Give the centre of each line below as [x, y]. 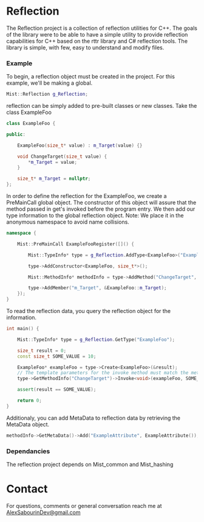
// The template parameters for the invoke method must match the [103, 373]
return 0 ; [30, 401]
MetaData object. [28, 424]
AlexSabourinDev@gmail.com [43, 512]
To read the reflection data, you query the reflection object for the [89, 311]
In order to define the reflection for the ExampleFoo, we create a [87, 196]
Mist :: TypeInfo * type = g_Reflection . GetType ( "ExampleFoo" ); [96, 339]
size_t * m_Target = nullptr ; [54, 179]
